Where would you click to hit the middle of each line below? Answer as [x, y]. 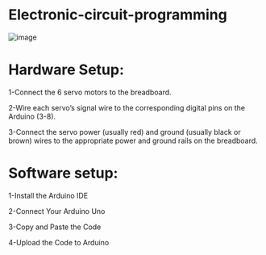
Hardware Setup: [66, 70]
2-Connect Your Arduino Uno [57, 211]
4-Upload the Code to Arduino [59, 242]
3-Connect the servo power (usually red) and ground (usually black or [125, 132]
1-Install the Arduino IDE [48, 195]
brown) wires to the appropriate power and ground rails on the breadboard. [133, 140]
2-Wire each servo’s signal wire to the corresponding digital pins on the [127, 107]
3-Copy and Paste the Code [55, 227]
